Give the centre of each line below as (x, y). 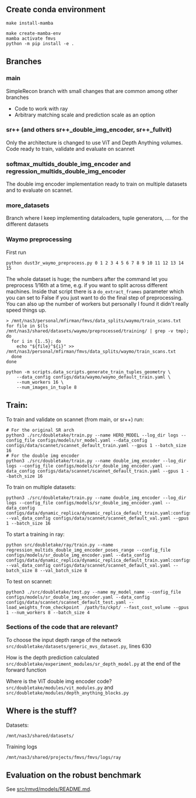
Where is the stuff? (41, 711)
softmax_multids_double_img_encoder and (69, 164)
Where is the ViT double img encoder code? (59, 681)
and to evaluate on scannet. (39, 190)
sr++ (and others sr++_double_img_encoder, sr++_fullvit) (89, 130)
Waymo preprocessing (39, 239)
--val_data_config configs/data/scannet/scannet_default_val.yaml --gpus (98, 518)
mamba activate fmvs (31, 38)
